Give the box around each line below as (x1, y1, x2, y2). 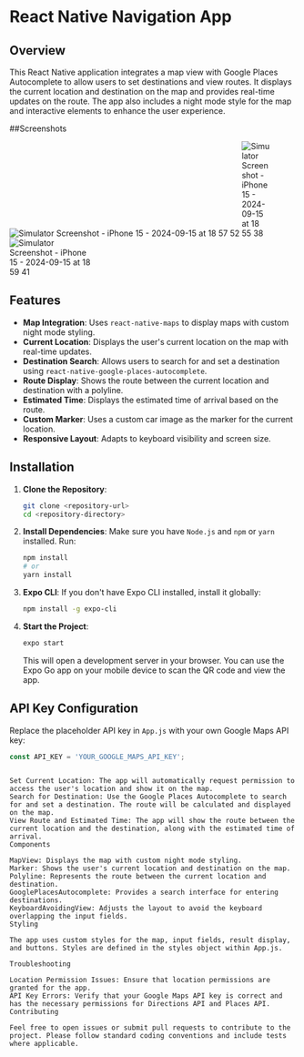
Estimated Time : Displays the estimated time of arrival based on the (22, 394, 279, 405)
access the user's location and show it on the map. (9, 785, 214, 794)
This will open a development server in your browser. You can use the (22, 655, 285, 666)
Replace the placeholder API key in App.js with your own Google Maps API (9, 725, 289, 736)
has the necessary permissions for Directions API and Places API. (9, 1000, 271, 1009)
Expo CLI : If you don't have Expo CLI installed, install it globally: (22, 587, 261, 597)
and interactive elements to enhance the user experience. (9, 106, 226, 116)
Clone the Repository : (22, 483, 107, 494)
